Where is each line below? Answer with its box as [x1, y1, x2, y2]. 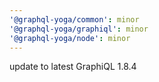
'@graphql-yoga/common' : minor [9, 14, 140, 25]
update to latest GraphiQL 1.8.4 [9, 61, 137, 73]
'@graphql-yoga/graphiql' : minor [9, 24, 149, 34]
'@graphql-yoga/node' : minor [9, 33, 131, 43]
